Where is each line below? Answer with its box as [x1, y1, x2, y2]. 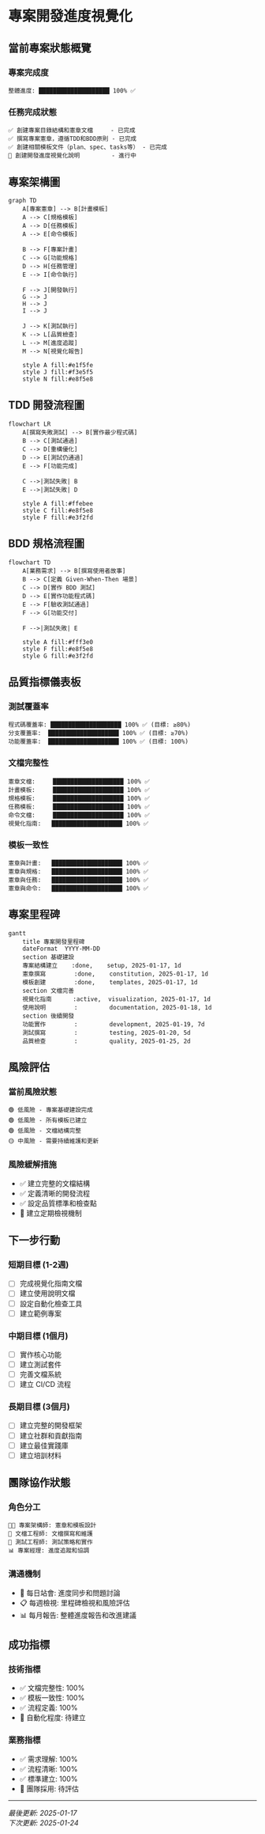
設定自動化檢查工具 [19, 1298, 83, 1308]
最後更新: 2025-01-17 [8, 1808, 77, 1817]
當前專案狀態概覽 [8, 41, 91, 55]
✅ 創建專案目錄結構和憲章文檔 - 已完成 [8, 127, 136, 135]
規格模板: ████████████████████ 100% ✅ [8, 794, 150, 802]
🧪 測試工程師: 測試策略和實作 [8, 1538, 93, 1547]
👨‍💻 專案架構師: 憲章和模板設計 [8, 1521, 97, 1529]
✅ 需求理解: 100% [19, 1754, 78, 1764]
